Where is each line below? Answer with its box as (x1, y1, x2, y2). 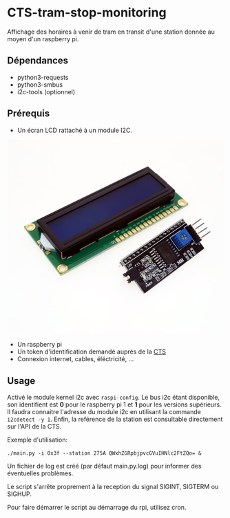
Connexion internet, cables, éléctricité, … (17, 355, 134, 363)
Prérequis (7, 108, 50, 120)
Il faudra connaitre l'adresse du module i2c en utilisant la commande (7, 408, 201, 416)
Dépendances (7, 55, 69, 67)
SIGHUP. (7, 490, 32, 498)
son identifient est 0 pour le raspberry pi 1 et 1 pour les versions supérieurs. (7, 400, 222, 409)
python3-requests (17, 73, 69, 81)
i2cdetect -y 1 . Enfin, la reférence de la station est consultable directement (7, 415, 223, 423)
